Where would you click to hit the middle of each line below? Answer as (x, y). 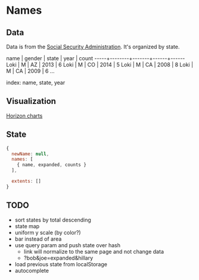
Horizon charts (24, 116)
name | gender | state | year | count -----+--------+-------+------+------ (96, 58)
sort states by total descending (53, 220)
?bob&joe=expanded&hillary (58, 258)
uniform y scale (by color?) (48, 232)
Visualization (31, 101)
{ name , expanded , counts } (52, 165)
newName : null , (30, 154)
